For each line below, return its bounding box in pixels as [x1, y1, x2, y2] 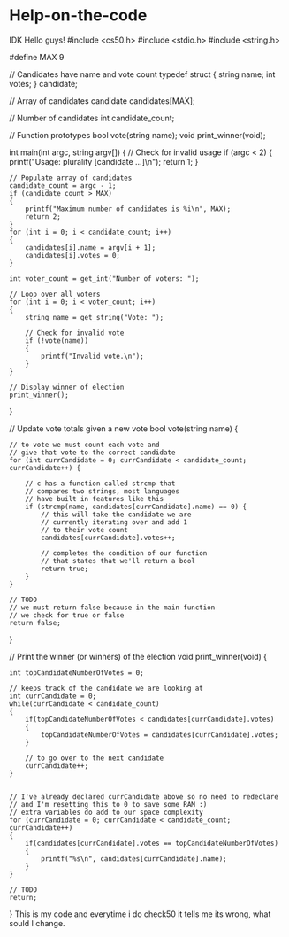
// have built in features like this [25, 494, 164, 503]
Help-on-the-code [9, 5, 148, 26]
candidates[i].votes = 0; [25, 251, 121, 259]
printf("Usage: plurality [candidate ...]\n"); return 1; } [9, 156, 199, 166]
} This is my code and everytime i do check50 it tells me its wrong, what [9, 909, 271, 919]
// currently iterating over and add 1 [41, 517, 188, 527]
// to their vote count [41, 525, 128, 534]
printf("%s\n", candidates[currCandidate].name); [41, 854, 227, 863]
